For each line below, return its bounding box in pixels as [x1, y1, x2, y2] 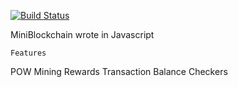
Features [10, 48, 47, 58]
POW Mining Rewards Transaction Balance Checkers [10, 66, 228, 77]
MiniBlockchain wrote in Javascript [10, 29, 155, 40]
